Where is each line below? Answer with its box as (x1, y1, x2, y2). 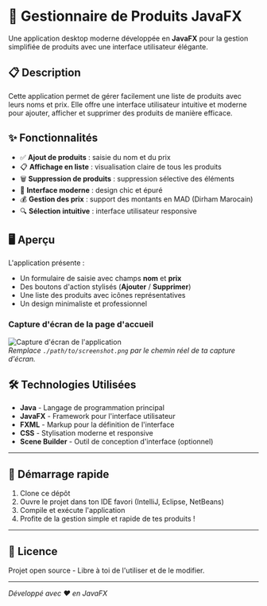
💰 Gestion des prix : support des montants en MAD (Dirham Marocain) (19, 194, 253, 204)
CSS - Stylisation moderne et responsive (19, 428, 153, 438)
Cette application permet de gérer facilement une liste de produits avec (8, 91, 242, 100)
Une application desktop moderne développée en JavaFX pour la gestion (8, 33, 249, 43)
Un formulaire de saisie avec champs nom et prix (19, 274, 182, 283)
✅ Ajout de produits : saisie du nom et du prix (19, 152, 171, 162)
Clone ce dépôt (19, 489, 71, 498)
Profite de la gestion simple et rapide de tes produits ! (19, 514, 196, 524)
